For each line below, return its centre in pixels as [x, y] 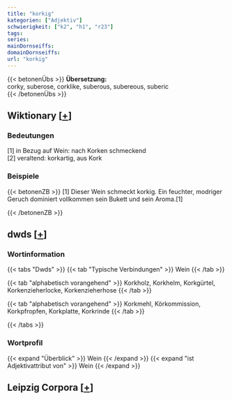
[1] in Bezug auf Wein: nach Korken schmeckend [77, 151]
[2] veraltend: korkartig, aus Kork [55, 158]
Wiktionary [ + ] [39, 116]
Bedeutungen [31, 135]
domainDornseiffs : [34, 53]
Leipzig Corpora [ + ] [51, 388]
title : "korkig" [31, 14]
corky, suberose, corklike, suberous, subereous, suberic [88, 86]
